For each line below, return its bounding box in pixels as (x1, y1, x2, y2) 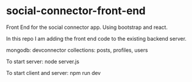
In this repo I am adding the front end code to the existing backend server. (6, 35, 187, 42)
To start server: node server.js (6, 58, 80, 65)
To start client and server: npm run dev (6, 69, 101, 76)
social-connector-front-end (6, 4, 146, 18)
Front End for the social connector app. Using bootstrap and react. (6, 24, 168, 31)
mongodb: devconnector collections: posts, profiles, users (6, 46, 148, 54)
